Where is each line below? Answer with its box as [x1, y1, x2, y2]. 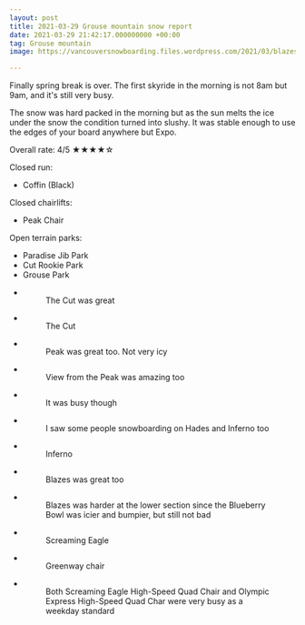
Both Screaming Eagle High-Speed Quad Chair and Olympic [44, 586, 270, 597]
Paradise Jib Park [22, 250, 89, 261]
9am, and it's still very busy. [9, 90, 114, 101]
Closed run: [9, 162, 53, 173]
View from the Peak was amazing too [44, 372, 185, 383]
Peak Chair [22, 215, 64, 226]
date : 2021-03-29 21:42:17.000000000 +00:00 [9, 30, 181, 39]
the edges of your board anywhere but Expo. [9, 126, 177, 137]
